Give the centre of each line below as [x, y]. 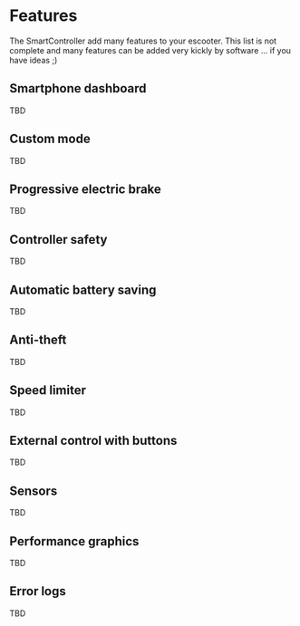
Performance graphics [74, 541]
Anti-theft [38, 340]
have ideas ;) [34, 60]
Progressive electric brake [85, 189]
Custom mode [50, 139]
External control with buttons [93, 441]
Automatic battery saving [83, 289]
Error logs [38, 591]
